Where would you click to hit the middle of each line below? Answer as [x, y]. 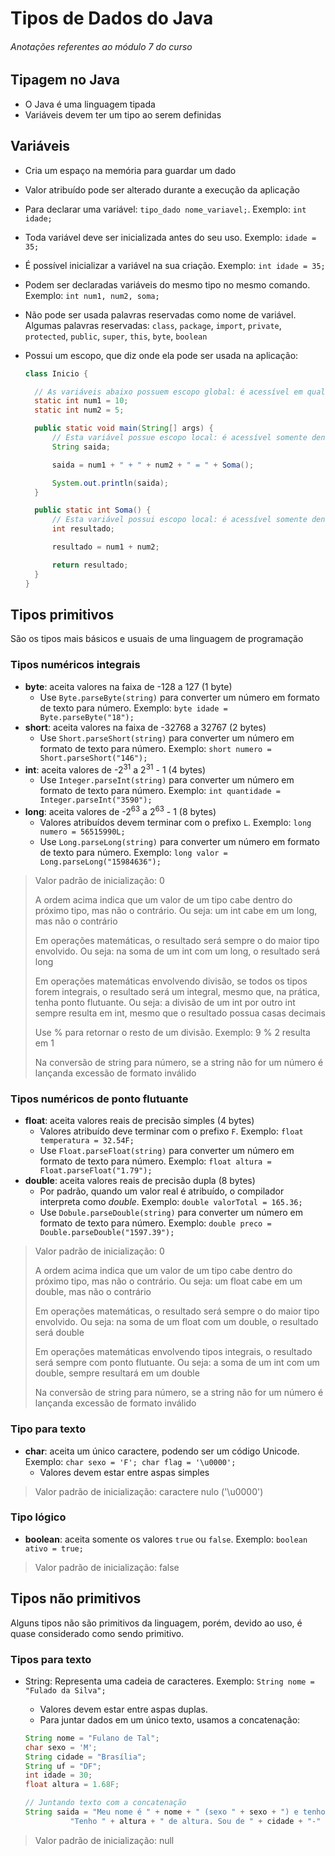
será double [59, 1333]
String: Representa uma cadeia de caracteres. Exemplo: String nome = [169, 1681]
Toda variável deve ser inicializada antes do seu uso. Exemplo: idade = [170, 237]
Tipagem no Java [65, 80]
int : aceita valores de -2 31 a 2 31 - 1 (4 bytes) [115, 769]
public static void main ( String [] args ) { [124, 428]
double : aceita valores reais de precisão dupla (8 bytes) [140, 1181]
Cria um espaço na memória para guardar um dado [130, 170]
